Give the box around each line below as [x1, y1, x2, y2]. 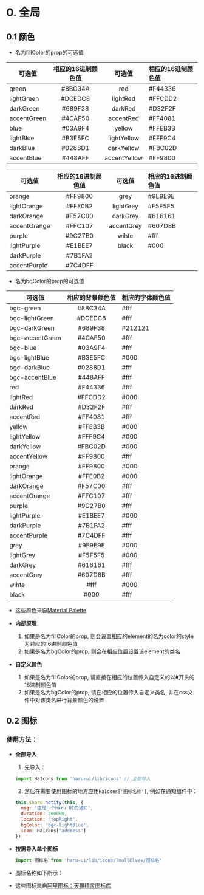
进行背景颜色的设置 [56, 696, 104, 704]
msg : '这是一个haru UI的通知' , [21, 805, 93, 811]
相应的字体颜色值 [121, 293, 171, 301]
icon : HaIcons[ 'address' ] [21, 828, 86, 834]
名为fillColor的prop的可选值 [15, 49, 84, 56]
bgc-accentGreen [9, 334, 62, 342]
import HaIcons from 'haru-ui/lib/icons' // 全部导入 [15, 775, 151, 781]
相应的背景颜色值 [67, 293, 117, 301]
